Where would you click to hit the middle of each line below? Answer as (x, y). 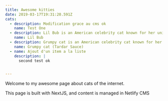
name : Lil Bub (29, 38)
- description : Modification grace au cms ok (58, 24)
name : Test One (30, 28)
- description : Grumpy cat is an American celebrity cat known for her (86, 42)
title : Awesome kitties (30, 10)
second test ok (34, 61)
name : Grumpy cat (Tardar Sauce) (49, 47)
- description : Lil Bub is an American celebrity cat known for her (82, 33)
